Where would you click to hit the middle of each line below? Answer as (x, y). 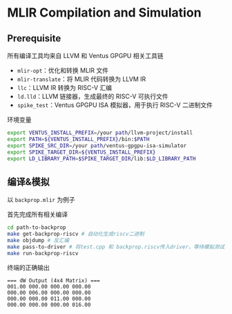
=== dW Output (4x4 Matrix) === (54, 280)
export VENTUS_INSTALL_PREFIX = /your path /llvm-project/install (100, 133)
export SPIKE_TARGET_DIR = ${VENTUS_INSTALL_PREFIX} (81, 152)
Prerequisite (34, 38)
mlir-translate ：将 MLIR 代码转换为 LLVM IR (81, 79)
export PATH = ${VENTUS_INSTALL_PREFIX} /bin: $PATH (78, 139)
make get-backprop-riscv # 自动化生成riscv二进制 (76, 234)
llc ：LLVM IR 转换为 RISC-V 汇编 (65, 87)
